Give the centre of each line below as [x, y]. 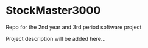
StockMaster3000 [53, 10]
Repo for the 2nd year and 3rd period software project [74, 27]
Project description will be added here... [56, 38]
